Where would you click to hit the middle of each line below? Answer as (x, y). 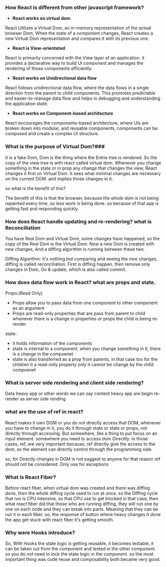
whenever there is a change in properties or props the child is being (82, 319)
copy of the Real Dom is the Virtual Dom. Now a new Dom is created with (80, 244)
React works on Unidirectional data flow (54, 78)
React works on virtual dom (41, 18)
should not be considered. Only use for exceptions (57, 464)
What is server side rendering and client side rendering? (75, 383)
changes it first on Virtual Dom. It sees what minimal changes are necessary (83, 173)
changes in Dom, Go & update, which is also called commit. (66, 269)
